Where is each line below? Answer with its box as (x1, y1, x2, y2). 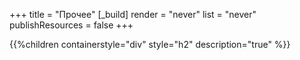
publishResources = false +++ (9, 19, 134, 31)
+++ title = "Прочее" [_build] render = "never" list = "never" (9, 9, 257, 20)
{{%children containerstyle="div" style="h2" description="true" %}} (9, 39, 291, 50)
